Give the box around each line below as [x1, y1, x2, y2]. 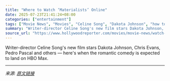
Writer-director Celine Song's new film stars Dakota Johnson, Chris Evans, [5, 45, 161, 50]
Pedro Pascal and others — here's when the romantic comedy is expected [5, 50, 160, 56]
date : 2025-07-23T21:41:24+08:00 [5, 12, 76, 17]
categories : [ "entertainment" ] [5, 17, 71, 22]
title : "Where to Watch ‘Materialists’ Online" [5, 7, 108, 13]
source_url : [5, 31, 30, 36]
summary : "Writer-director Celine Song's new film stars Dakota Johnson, [5, 26, 164, 31]
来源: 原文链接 [5, 70, 34, 76]
